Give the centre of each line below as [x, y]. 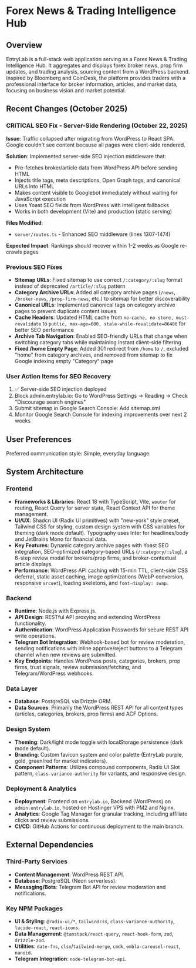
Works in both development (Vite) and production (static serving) [93, 211]
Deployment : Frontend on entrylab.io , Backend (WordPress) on [93, 801]
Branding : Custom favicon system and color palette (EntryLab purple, [99, 754]
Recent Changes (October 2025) [67, 109]
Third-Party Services [37, 861]
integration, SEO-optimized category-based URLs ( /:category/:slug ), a [101, 551]
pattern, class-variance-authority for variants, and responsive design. [100, 773]
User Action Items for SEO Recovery [59, 376]
